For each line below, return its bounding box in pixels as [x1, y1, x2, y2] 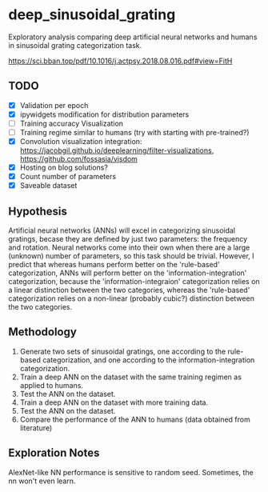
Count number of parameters [19, 172, 117, 182]
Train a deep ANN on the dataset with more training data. [19, 398, 209, 407]
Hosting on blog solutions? [19, 162, 108, 173]
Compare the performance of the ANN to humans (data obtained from [19, 414, 250, 424]
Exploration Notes [8, 446, 100, 460]
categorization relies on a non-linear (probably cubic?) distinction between [8, 294, 254, 303]
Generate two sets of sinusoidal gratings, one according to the [19, 346, 226, 356]
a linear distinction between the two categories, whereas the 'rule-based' [8, 286, 250, 295]
